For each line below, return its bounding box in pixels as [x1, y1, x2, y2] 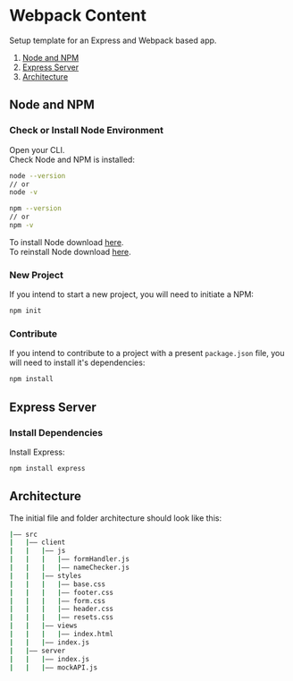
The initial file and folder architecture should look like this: [9, 512, 222, 524]
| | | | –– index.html [9, 630, 114, 639]
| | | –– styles [9, 571, 82, 580]
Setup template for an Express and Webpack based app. [9, 35, 217, 46]
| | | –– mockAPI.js [9, 663, 98, 672]
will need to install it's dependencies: [9, 357, 146, 368]
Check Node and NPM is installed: [9, 154, 136, 165]
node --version [9, 171, 66, 180]
